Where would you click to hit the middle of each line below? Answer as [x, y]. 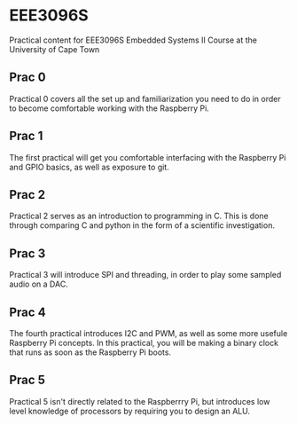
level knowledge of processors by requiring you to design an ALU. [130, 411]
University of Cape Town [55, 49]
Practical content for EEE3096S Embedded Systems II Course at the [133, 40]
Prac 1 [26, 136]
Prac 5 [27, 380]
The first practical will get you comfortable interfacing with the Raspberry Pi [148, 157]
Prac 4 [27, 312]
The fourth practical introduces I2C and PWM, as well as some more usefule [148, 333]
